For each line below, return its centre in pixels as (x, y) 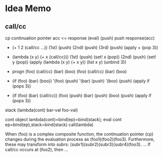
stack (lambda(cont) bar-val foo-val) (42, 110)
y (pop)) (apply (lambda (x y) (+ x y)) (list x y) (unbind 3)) (69, 62)
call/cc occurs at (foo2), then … (37, 149)
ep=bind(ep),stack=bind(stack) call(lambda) (49, 125)
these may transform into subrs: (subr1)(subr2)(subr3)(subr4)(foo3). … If (78, 144)
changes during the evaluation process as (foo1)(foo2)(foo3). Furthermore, (80, 139)
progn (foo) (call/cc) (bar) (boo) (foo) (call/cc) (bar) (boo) (69, 71)
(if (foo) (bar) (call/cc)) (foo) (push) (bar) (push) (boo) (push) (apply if (82, 96)
